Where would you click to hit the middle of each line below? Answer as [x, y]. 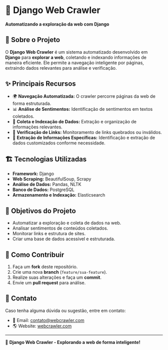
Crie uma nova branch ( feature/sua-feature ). [60, 272]
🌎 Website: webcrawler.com [42, 326]
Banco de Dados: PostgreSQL [43, 190]
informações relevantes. [37, 127]
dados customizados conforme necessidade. [59, 143]
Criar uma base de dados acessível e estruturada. [64, 239]
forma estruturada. [32, 103]
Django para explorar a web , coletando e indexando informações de [76, 57]
